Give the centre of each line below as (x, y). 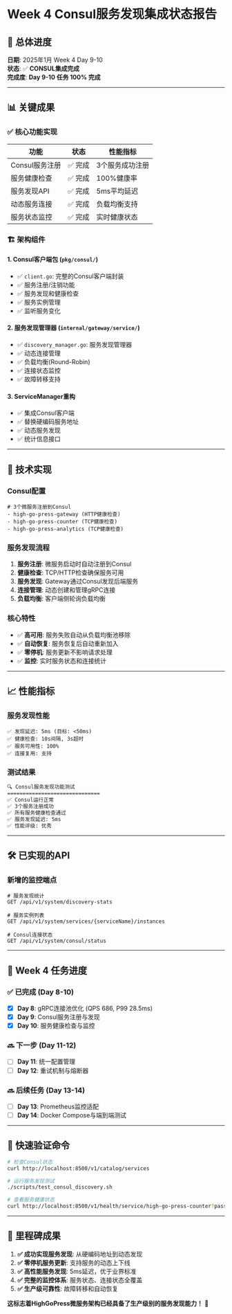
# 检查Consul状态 (30, 1162)
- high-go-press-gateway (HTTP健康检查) (64, 514)
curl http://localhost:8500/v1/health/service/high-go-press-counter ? (111, 1206)
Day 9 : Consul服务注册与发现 (58, 1017)
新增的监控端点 (32, 880)
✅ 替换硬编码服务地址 (48, 422)
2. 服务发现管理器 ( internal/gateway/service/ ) (74, 328)
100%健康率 (117, 178)
